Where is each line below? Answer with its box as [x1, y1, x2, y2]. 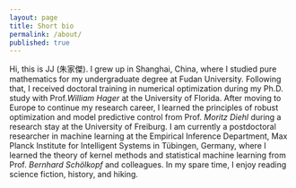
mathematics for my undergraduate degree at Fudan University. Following [9, 73, 282, 85]
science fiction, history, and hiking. [9, 169, 139, 180]
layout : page [9, 13, 58, 22]
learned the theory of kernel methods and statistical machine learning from [9, 150, 287, 161]
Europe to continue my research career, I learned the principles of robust [9, 102, 279, 113]
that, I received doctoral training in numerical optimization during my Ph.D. [9, 83, 284, 94]
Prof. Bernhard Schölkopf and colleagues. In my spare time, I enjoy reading [9, 159, 287, 170]
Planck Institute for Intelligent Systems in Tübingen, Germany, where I [9, 141, 266, 151]
